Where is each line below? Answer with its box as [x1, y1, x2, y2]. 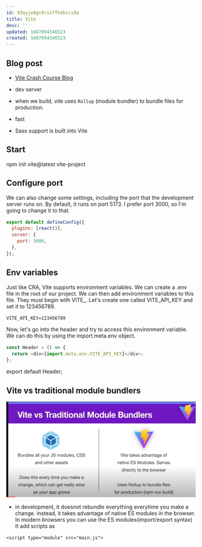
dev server [14, 85, 42, 93]
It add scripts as [14, 522, 55, 530]
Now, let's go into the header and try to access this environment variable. [6, 326, 188, 333]
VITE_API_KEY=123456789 [6, 315, 66, 321]
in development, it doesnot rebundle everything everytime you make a [14, 503, 189, 511]
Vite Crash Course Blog [14, 74, 73, 81]
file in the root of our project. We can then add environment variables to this [6, 289, 194, 297]
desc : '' [6, 22, 28, 28]
